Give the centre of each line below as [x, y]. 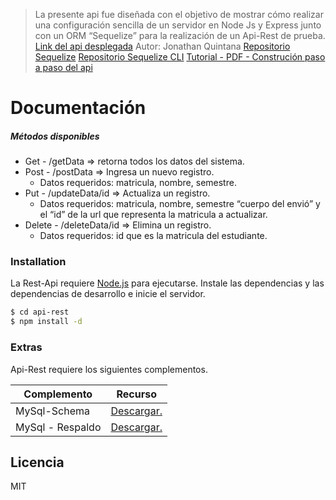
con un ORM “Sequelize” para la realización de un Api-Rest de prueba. [180, 35]
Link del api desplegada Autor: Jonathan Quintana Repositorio [162, 46]
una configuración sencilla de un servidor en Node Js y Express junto [178, 25]
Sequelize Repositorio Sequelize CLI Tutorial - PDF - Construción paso [180, 57]
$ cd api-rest [40, 312]
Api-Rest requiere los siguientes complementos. [109, 369]
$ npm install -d [46, 322]
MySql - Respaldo [58, 427]
